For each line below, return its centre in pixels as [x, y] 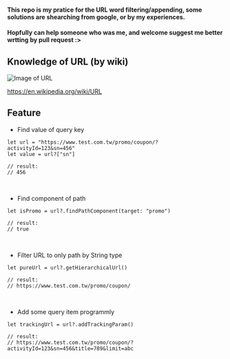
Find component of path [51, 198]
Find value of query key [51, 129]
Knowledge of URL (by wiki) [68, 62]
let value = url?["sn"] [41, 154]
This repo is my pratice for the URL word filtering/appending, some [105, 10]
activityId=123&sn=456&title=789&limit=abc [71, 348]
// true [18, 229]
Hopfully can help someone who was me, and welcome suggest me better [115, 33]
